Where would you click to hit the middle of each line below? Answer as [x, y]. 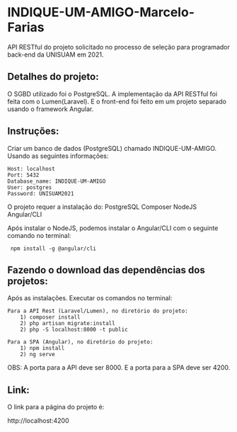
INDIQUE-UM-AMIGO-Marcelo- [101, 12]
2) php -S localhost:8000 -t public [74, 330]
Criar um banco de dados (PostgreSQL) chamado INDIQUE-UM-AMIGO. [112, 148]
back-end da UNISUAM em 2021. [56, 55]
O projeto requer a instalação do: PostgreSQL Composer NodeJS [102, 207]
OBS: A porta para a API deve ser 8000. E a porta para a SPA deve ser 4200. [119, 368]
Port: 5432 [23, 175]
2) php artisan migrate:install [68, 324]
